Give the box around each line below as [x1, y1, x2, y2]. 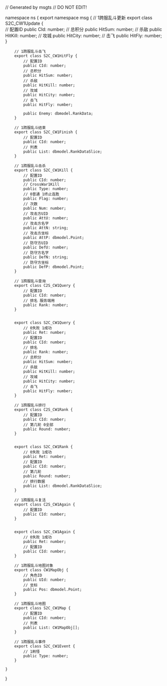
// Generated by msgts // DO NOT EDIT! [5, 5, 87, 10]
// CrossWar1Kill [23, 182, 59, 187]
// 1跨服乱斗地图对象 [14, 563, 54, 568]
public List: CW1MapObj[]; [23, 625, 80, 630]
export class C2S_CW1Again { [14, 502, 75, 507]
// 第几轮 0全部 [23, 422, 54, 427]
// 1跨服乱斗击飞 [14, 49, 46, 54]
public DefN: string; [23, 255, 69, 260]
